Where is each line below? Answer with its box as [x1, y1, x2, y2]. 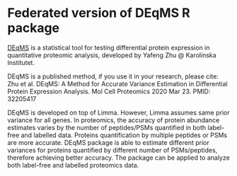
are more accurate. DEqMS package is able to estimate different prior [7, 138, 210, 146]
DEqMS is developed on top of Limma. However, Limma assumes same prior [7, 108, 230, 117]
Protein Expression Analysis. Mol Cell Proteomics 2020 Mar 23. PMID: [7, 87, 211, 95]
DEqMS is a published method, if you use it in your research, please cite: [7, 72, 219, 81]
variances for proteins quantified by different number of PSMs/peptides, [7, 146, 218, 154]
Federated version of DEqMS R [7, 5, 190, 21]
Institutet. [7, 58, 35, 66]
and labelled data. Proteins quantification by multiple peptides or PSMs [21, 131, 228, 139]
